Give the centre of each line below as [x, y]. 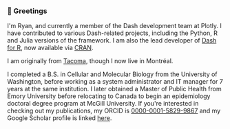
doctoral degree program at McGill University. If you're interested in [103, 104]
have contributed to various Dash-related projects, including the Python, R [113, 33]
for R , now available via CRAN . [50, 48]
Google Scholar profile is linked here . [60, 118]
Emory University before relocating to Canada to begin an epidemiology [109, 96]
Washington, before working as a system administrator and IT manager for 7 [115, 82]
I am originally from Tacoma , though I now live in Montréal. [90, 61]
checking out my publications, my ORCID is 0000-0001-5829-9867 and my [114, 111]
